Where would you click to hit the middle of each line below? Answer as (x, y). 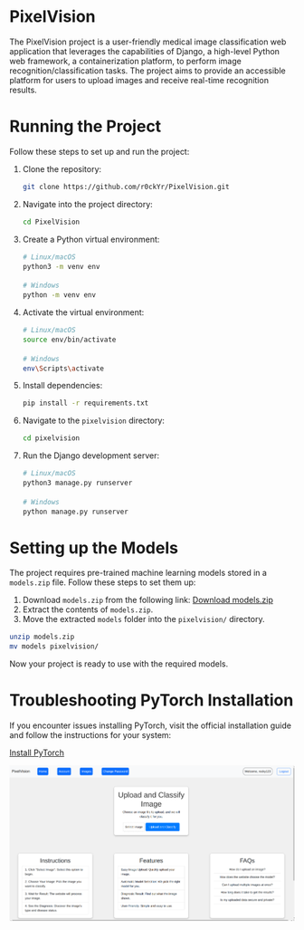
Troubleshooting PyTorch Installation (152, 700)
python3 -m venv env (61, 266)
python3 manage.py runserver (77, 483)
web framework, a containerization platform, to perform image (125, 61)
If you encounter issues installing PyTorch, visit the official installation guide (151, 725)
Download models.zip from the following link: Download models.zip (147, 600)
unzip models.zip (42, 637)
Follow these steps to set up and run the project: (100, 151)
